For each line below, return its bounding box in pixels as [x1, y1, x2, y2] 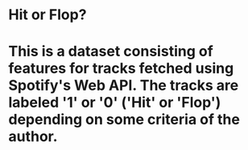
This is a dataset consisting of [8, 43, 213, 61]
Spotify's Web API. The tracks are [8, 76, 239, 95]
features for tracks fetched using [8, 59, 234, 78]
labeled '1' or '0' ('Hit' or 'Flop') [8, 94, 221, 111]
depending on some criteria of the [8, 111, 240, 129]
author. [8, 128, 58, 146]
